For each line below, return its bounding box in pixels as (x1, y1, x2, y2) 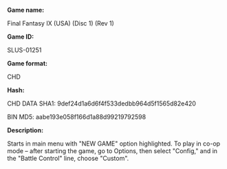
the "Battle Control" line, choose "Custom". (7, 155, 129, 162)
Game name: (7, 6, 45, 14)
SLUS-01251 (7, 46, 42, 54)
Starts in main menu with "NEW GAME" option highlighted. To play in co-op (7, 139, 221, 148)
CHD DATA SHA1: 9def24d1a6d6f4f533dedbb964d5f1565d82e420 (7, 99, 196, 108)
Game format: (7, 59, 48, 68)
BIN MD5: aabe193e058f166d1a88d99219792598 (7, 113, 147, 121)
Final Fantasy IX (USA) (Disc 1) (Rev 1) (7, 19, 115, 27)
